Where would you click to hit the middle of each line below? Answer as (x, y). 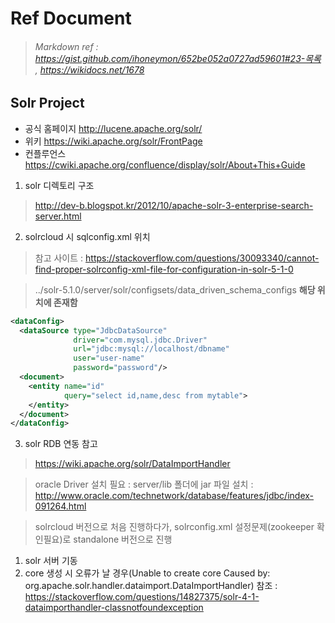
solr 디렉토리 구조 (59, 185)
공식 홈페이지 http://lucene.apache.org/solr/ (113, 128)
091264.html (60, 506)
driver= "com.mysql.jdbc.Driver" (140, 340)
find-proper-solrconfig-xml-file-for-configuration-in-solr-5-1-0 (164, 269)
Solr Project (47, 103)
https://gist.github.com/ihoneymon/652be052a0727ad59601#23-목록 (178, 58)
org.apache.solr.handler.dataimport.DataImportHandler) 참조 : (151, 586)
